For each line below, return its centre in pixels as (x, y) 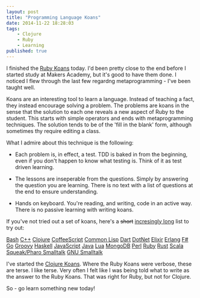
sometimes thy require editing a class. (53, 131)
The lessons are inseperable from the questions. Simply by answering (102, 179)
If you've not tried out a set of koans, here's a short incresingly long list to (98, 221)
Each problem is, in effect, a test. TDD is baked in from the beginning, (101, 154)
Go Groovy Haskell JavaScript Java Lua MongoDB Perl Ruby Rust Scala (95, 246)
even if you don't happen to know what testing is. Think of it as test (98, 161)
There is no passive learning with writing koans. (74, 210)
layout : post (23, 12)
